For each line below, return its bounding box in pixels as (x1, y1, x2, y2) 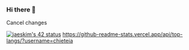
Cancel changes (6, 19, 48, 27)
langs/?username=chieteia (6, 37, 73, 45)
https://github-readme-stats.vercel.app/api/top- (62, 31, 183, 38)
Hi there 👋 (6, 5, 37, 14)
